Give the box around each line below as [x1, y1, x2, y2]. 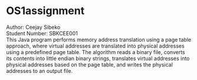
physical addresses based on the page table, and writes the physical [6, 61, 173, 68]
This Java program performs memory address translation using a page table [6, 36, 192, 43]
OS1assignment [6, 4, 85, 18]
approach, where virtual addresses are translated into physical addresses [6, 42, 185, 49]
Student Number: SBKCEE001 [6, 29, 78, 36]
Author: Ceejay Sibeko [6, 24, 61, 31]
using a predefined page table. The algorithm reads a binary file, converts [6, 48, 185, 55]
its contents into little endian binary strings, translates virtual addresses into [6, 55, 190, 62]
